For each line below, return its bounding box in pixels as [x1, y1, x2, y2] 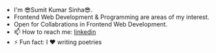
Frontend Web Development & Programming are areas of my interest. [13, 13, 210, 21]
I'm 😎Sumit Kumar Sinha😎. [13, 6, 93, 14]
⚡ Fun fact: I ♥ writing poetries [13, 38, 102, 46]
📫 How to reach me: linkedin [13, 28, 96, 36]
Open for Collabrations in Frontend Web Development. [13, 20, 168, 28]
